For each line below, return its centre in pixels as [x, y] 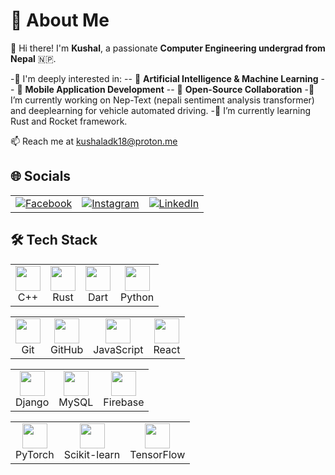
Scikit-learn [92, 454]
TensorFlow [157, 454]
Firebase [124, 402]
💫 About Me [60, 20]
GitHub [67, 349]
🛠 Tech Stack [54, 240]
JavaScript [118, 349]
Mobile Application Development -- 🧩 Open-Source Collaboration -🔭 [169, 89]
